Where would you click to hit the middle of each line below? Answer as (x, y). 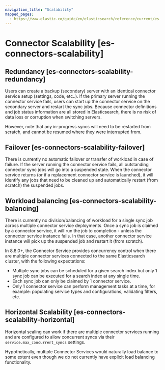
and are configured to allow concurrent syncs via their (60, 337)
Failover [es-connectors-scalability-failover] (75, 147)
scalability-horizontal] (40, 320)
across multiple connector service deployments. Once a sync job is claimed (82, 226)
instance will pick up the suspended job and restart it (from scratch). (74, 241)
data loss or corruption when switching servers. (54, 117)
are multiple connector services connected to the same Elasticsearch (75, 256)
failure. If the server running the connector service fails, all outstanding (77, 165)
